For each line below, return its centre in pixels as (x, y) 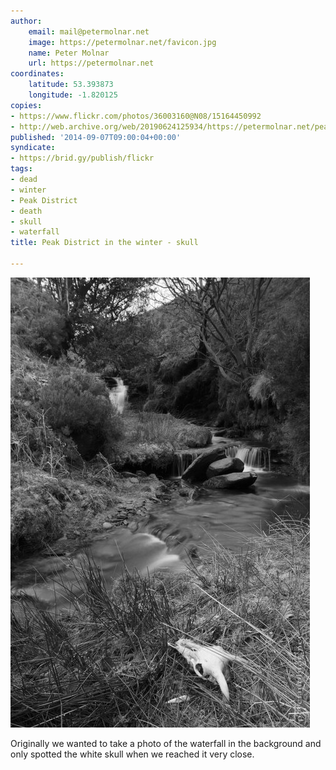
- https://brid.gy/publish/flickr (82, 158)
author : (26, 21)
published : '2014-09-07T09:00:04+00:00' (96, 137)
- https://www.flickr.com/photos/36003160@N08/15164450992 (136, 116)
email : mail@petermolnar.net (89, 31)
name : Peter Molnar (69, 53)
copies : (26, 105)
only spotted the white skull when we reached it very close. (132, 754)
